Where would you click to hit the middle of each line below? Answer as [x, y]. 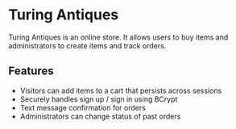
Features [31, 71]
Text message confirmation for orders [83, 107]
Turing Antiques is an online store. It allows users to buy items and [118, 37]
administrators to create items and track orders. [87, 45]
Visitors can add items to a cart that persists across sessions [121, 90]
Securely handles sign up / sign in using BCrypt [99, 99]
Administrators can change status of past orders [100, 116]
